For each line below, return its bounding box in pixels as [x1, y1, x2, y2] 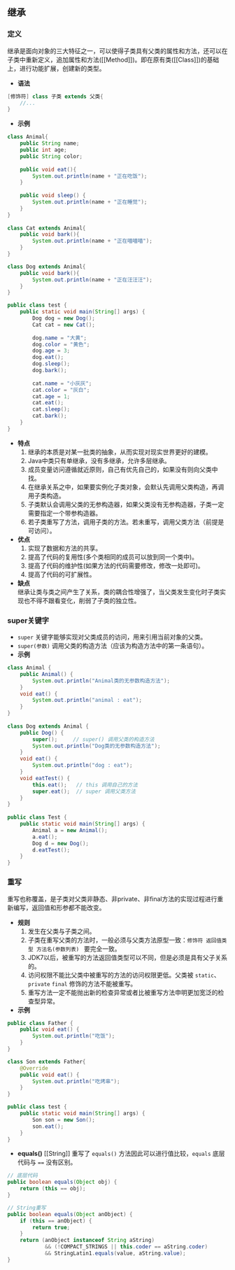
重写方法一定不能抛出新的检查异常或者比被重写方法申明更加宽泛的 [27, 988, 218, 996]
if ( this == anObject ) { [20, 1217, 92, 1225]
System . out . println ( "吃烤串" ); [32, 1078, 120, 1085]
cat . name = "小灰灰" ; [32, 380, 92, 387]
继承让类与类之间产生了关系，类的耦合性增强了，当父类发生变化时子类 [17, 587, 220, 596]
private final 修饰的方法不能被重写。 [27, 979, 137, 988]
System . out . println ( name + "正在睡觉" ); [32, 199, 148, 206]
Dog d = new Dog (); [32, 840, 90, 847]
